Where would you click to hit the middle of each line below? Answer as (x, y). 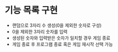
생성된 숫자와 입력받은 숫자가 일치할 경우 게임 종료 (61, 38)
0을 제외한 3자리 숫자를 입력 (40, 31)
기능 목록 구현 (31, 10)
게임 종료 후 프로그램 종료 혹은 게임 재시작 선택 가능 (62, 44)
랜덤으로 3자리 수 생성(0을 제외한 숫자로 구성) (57, 25)
